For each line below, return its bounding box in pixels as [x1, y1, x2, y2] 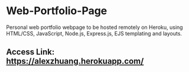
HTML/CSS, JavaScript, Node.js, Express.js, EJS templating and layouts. [6, 30, 182, 37]
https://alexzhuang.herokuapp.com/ [6, 56, 144, 66]
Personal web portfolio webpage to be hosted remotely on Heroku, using [6, 24, 183, 31]
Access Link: [6, 47, 55, 57]
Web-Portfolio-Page [6, 4, 107, 18]
